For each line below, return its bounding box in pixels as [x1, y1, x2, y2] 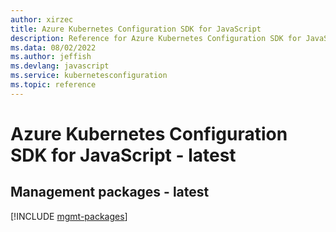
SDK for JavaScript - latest [10, 144, 237, 166]
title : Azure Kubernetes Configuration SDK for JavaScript [10, 24, 262, 34]
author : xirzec [10, 14, 74, 25]
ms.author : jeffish [10, 52, 92, 62]
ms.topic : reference [10, 80, 97, 90]
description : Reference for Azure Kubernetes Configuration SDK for [10, 33, 302, 43]
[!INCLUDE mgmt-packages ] [10, 210, 128, 222]
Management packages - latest [10, 184, 210, 201]
